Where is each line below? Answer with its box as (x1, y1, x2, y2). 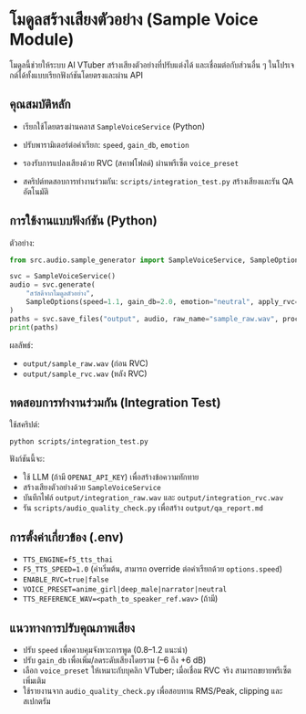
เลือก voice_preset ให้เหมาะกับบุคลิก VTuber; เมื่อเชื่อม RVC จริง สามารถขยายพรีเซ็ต (22, 665, 291, 676)
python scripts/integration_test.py (9, 437, 148, 446)
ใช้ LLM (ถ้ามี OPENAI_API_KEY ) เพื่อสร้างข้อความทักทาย (22, 471, 199, 483)
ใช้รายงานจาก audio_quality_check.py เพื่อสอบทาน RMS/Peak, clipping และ (22, 686, 283, 696)
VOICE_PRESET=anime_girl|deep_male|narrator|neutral (22, 585, 228, 594)
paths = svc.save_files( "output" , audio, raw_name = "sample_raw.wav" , (9, 314, 280, 323)
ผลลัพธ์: (9, 339, 34, 351)
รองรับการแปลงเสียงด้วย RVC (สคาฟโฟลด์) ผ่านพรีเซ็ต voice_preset (22, 157, 240, 168)
